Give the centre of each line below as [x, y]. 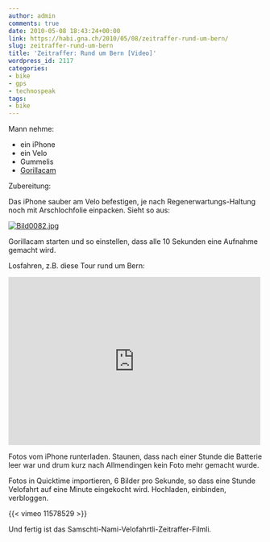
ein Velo [33, 153]
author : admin [32, 16]
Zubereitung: [30, 186]
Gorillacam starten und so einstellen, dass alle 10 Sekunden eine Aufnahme [133, 242]
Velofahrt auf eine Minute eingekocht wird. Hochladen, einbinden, [118, 489]
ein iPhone [37, 145]
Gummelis [37, 162]
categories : [28, 69]
